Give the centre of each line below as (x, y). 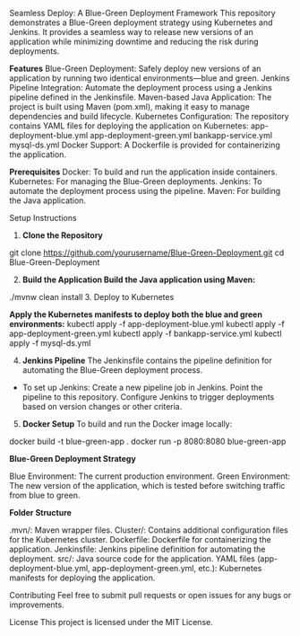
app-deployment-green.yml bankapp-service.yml (181, 135)
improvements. (37, 605)
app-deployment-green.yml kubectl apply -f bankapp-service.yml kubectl (146, 333)
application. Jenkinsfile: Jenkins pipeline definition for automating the (137, 549)
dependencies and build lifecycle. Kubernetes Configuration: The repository (149, 116)
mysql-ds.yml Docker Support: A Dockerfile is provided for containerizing (145, 145)
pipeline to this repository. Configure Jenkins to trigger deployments (148, 397)
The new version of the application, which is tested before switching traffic (147, 486)
